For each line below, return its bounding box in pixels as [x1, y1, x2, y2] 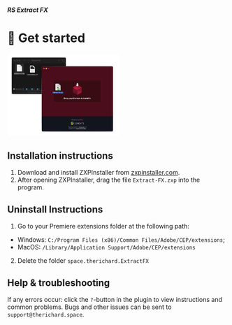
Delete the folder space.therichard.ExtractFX [17, 257, 149, 265]
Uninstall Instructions [7, 203, 103, 215]
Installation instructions [7, 150, 113, 161]
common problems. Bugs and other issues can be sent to [7, 303, 172, 311]
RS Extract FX [7, 6, 49, 14]
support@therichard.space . [7, 310, 85, 318]
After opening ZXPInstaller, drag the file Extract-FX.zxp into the [17, 175, 201, 185]
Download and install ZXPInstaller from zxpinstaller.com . [17, 168, 180, 177]
